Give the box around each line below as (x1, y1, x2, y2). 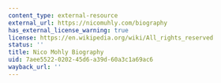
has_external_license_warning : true (8, 26, 129, 34)
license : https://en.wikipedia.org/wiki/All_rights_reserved (8, 33, 214, 42)
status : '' (8, 41, 44, 49)
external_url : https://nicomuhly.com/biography (8, 19, 168, 27)
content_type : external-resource (8, 11, 118, 20)
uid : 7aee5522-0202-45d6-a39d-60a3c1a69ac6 (8, 56, 154, 64)
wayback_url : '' (8, 63, 62, 71)
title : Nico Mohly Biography (8, 48, 104, 56)
